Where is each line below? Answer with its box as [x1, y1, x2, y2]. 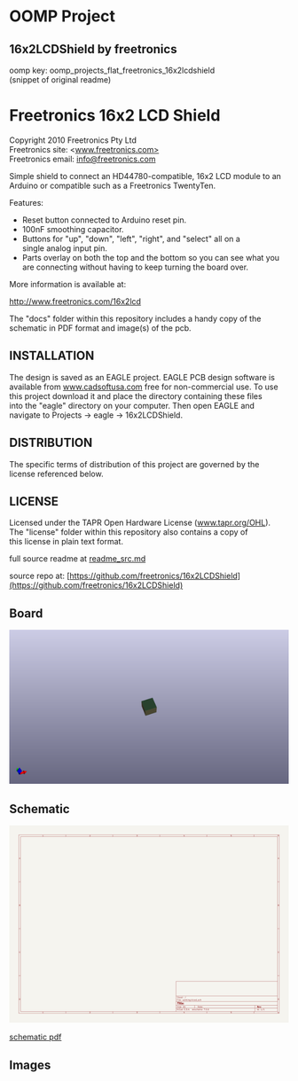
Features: [9, 197, 44, 208]
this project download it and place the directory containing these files [9, 390, 263, 401]
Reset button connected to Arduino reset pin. [21, 215, 187, 225]
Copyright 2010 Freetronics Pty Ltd [9, 135, 137, 145]
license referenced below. [9, 468, 104, 479]
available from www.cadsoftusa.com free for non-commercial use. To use [9, 381, 278, 392]
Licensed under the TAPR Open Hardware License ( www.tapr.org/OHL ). [9, 517, 271, 529]
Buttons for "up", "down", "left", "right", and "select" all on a [21, 233, 241, 244]
